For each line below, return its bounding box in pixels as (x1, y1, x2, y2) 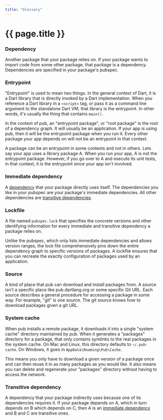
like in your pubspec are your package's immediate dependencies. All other (5, 189, 157, 195)
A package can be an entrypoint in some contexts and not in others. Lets (5, 145, 151, 151)
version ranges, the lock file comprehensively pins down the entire (5, 243, 139, 249)
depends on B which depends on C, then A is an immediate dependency (5, 405, 150, 411)
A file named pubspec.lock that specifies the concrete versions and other (5, 218, 152, 223)
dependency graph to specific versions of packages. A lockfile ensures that (5, 248, 158, 254)
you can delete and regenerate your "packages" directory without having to (5, 366, 157, 372)
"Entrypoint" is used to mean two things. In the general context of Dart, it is (5, 90, 156, 96)
